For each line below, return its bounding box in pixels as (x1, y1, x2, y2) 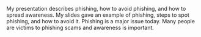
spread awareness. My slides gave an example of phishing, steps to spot (6, 11, 189, 18)
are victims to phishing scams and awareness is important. (6, 24, 155, 31)
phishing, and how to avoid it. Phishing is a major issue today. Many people (6, 18, 196, 24)
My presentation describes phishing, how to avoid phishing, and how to (6, 5, 186, 12)
